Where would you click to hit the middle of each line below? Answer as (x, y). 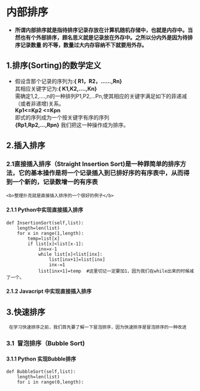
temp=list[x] (44, 239)
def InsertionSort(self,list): (45, 223)
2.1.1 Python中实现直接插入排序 (45, 210)
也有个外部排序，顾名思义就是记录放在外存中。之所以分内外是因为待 (104, 37)
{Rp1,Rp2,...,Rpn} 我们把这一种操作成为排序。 (72, 125)
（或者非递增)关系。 (39, 103)
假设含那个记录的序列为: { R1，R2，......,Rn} (68, 81)
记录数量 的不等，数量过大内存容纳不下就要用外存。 (84, 45)
